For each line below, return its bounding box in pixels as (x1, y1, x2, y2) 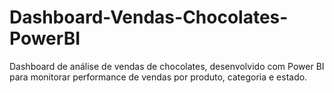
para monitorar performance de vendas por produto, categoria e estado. (9, 71, 308, 83)
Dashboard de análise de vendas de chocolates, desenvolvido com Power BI (9, 60, 325, 72)
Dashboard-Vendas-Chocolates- (9, 6, 289, 29)
